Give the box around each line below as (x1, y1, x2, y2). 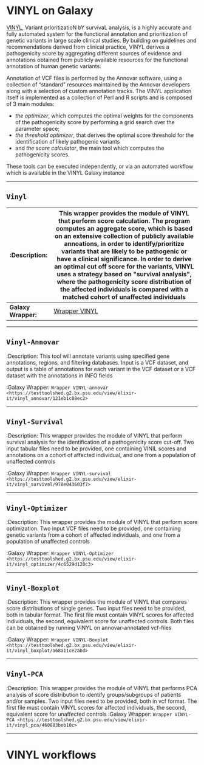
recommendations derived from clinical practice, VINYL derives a (6, 43, 169, 51)
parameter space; (15, 125, 60, 132)
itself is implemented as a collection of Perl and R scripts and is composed (6, 94, 192, 101)
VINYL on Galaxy (6, 4, 93, 18)
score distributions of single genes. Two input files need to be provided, (6, 605, 186, 612)
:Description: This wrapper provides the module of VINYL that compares (6, 598, 187, 606)
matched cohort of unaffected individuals (63, 293, 186, 301)
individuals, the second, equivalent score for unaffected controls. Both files (6, 618, 194, 624)
